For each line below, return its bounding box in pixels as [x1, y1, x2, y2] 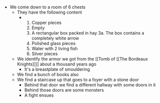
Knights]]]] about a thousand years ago [17, 61, 96, 67]
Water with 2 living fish [31, 46, 78, 51]
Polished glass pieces [31, 41, 76, 46]
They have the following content [17, 9, 82, 15]
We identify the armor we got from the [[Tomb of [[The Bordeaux [17, 56, 148, 62]
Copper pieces [31, 20, 62, 25]
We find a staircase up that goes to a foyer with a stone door [17, 77, 139, 82]
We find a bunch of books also [17, 72, 79, 77]
